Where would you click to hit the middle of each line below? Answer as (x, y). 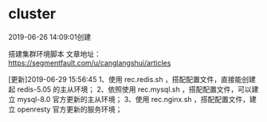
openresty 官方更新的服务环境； (70, 109)
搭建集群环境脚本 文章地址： (55, 53)
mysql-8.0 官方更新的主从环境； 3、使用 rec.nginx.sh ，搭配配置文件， (133, 99)
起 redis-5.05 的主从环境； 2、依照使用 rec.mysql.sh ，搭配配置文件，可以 (130, 89)
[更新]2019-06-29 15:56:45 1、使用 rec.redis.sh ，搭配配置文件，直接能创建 (132, 79)
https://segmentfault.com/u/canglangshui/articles (90, 63)
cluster (32, 14)
